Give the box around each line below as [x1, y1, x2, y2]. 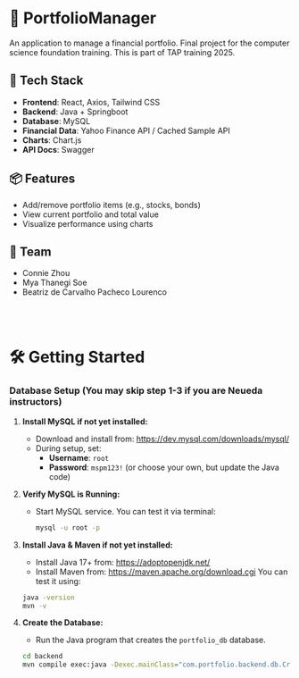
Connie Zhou [21, 268, 71, 279]
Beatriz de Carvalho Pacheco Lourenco [21, 287, 168, 297]
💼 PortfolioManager [9, 8, 157, 29]
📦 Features [9, 172, 76, 187]
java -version [21, 593, 75, 602]
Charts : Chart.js [21, 134, 82, 146]
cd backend [21, 652, 63, 661]
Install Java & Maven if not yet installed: [21, 540, 173, 550]
